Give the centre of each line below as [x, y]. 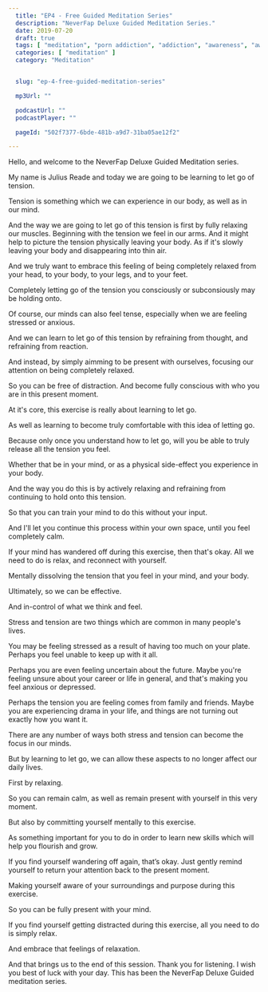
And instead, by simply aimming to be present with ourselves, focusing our [131, 362]
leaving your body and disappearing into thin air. [88, 251]
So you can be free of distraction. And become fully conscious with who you [134, 386]
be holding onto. [35, 298]
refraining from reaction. [49, 346]
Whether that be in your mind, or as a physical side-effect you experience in [133, 464]
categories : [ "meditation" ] [65, 53]
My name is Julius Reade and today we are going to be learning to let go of [132, 177]
